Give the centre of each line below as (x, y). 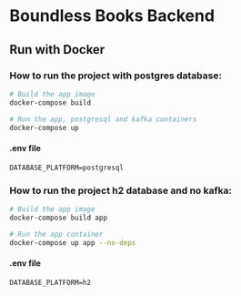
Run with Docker (57, 50)
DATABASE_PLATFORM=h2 (50, 282)
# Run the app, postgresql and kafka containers (103, 119)
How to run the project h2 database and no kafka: (120, 190)
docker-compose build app (58, 218)
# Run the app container (56, 234)
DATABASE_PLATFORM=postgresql (67, 168)
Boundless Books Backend (112, 16)
